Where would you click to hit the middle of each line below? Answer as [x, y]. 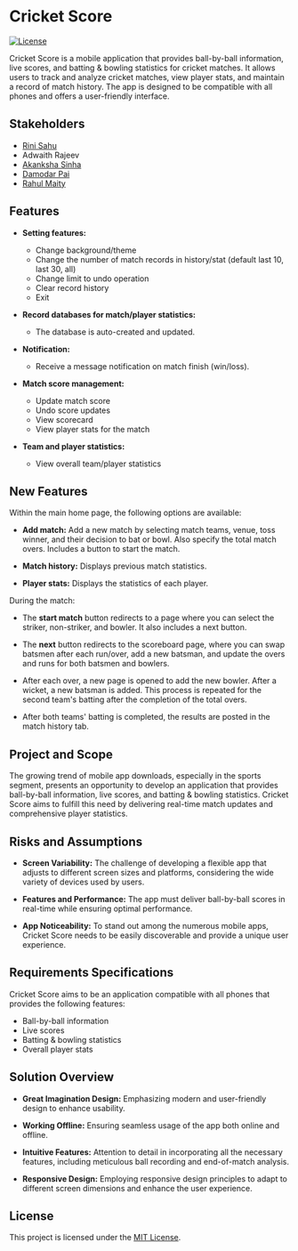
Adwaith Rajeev [51, 155]
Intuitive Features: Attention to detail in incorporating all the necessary [152, 1152]
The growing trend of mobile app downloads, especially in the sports [135, 776]
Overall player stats [57, 1049]
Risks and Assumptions [76, 841]
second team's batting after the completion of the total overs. [134, 699]
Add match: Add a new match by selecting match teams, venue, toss [149, 530]
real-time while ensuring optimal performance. [107, 908]
